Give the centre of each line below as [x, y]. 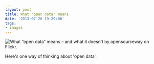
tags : [11, 23]
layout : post [18, 10]
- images [14, 28]
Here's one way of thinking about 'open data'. [51, 56]
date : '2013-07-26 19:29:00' [35, 19]
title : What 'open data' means [37, 14]
